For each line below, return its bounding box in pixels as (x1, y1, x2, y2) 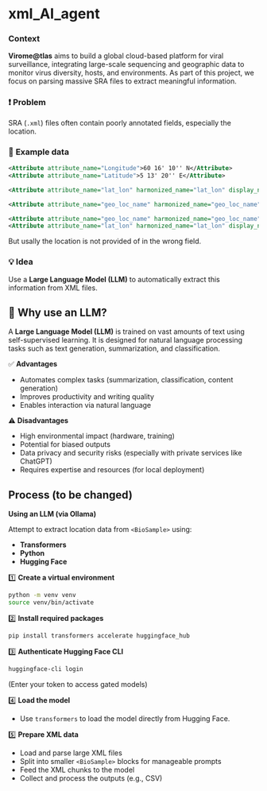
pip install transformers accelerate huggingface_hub (8, 632, 191, 640)
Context (8, 33, 41, 45)
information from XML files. (8, 283, 98, 293)
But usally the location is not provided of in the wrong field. (8, 236, 202, 246)
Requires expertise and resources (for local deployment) (19, 465, 205, 475)
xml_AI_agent (8, 5, 101, 23)
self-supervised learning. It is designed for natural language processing (8, 335, 243, 345)
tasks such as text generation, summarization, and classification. (8, 343, 220, 354)
